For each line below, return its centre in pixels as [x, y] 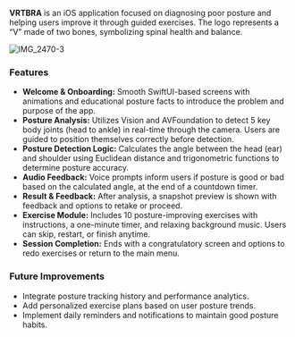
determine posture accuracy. [76, 168]
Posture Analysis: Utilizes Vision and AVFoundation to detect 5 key [146, 121]
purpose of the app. [59, 111]
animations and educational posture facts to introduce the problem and [153, 101]
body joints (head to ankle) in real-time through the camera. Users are [151, 130]
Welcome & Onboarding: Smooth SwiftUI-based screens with [136, 92]
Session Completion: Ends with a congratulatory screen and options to [153, 244]
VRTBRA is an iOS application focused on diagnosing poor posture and [140, 13]
